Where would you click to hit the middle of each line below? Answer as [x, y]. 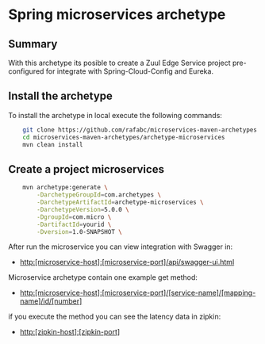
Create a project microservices [86, 169]
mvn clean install [53, 144]
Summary [33, 44]
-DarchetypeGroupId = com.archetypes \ [99, 195]
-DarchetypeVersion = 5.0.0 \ [83, 209]
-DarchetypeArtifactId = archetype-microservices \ [120, 202]
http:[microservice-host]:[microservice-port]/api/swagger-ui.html [127, 262]
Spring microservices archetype [117, 15]
